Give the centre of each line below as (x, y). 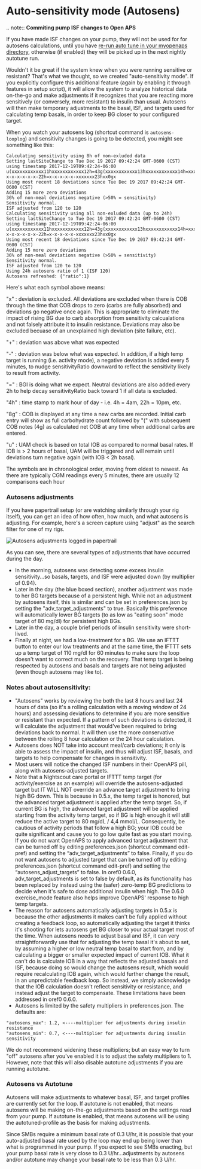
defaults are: (31, 1012)
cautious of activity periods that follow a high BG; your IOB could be (98, 828)
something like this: (30, 145)
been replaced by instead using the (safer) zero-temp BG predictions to (103, 885)
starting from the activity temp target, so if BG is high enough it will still (102, 815)
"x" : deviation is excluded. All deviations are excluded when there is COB (97, 299)
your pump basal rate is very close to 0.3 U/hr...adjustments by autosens (95, 1153)
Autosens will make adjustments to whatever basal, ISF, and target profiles (98, 1097)
